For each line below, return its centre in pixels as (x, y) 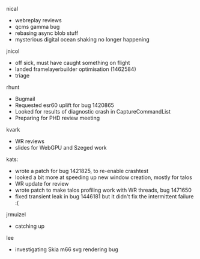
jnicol (13, 51)
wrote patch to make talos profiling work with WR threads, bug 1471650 (103, 190)
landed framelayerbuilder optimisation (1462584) (75, 69)
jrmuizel (16, 215)
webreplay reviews (38, 20)
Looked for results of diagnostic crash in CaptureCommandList (93, 111)
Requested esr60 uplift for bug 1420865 (64, 105)
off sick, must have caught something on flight (72, 63)
